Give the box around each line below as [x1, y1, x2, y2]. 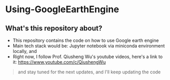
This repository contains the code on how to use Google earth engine [12, 37, 159, 43]
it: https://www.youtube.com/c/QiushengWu [12, 59, 106, 65]
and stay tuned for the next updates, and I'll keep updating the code [17, 69, 161, 75]
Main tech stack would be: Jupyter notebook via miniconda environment [12, 43, 165, 49]
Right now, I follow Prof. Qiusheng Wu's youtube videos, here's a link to [12, 54, 163, 60]
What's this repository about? [5, 24, 103, 33]
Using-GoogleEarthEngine [5, 4, 119, 15]
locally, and [12, 48, 37, 54]
